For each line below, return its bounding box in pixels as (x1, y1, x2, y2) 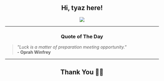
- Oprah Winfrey (17, 49, 51, 55)
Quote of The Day (61, 33, 103, 40)
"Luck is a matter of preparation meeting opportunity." (17, 44, 127, 50)
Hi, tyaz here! (61, 4, 103, 12)
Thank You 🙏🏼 (60, 68, 104, 76)
